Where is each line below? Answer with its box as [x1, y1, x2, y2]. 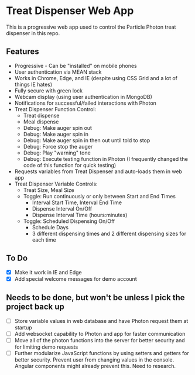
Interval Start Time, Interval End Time [32, 199, 122, 206]
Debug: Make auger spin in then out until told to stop [23, 136, 150, 144]
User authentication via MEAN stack [14, 68, 102, 75]
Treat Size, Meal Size [23, 186, 74, 194]
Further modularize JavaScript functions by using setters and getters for [14, 349, 189, 356]
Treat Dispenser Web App [6, 4, 134, 18]
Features [6, 47, 39, 57]
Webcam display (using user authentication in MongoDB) [14, 93, 152, 100]
